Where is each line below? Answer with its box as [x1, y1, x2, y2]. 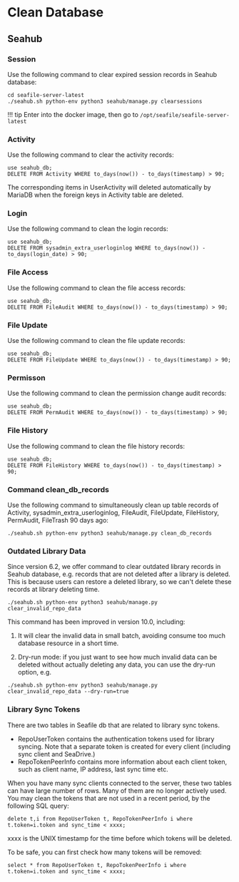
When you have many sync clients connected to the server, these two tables [7, 779, 232, 787]
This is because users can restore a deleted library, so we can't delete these [7, 578, 232, 586]
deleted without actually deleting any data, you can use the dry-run [17, 660, 215, 669]
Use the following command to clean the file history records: [7, 441, 185, 450]
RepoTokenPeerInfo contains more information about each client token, [17, 757, 227, 766]
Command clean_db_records [7, 484, 109, 494]
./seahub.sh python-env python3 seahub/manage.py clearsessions [7, 98, 203, 105]
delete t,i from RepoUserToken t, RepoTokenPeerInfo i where [7, 815, 193, 822]
